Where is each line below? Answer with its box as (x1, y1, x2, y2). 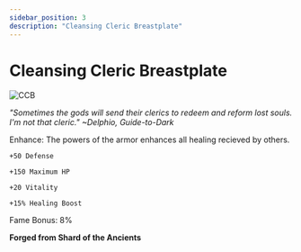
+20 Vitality (9, 184, 58, 193)
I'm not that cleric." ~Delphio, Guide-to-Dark (9, 117, 174, 128)
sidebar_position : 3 (9, 13, 87, 22)
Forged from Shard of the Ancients (9, 232, 142, 243)
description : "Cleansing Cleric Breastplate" (9, 22, 182, 31)
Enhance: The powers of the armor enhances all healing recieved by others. (9, 134, 290, 145)
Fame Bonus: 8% (9, 215, 74, 226)
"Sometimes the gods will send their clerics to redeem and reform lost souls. (9, 107, 293, 118)
